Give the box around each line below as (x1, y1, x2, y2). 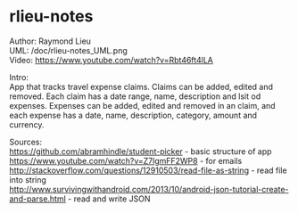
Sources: (9, 136, 43, 147)
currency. (9, 119, 45, 130)
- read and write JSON (68, 193, 151, 204)
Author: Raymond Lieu (9, 36, 92, 46)
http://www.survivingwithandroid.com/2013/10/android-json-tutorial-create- (9, 184, 289, 194)
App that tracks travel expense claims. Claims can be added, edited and (9, 81, 274, 92)
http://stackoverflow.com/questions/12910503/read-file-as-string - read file (9, 165, 287, 176)
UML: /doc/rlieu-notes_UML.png (9, 45, 128, 55)
